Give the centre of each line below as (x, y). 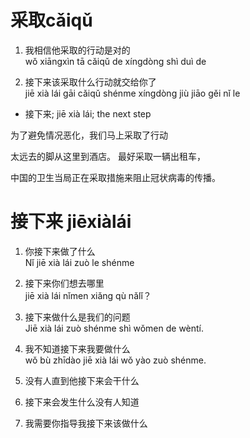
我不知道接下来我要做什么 (77, 348)
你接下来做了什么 (60, 251)
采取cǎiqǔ (51, 20)
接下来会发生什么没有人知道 (82, 402)
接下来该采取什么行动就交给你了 (90, 82)
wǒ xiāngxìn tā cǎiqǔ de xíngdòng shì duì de (115, 61)
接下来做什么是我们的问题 (77, 317)
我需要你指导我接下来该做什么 (86, 423)
